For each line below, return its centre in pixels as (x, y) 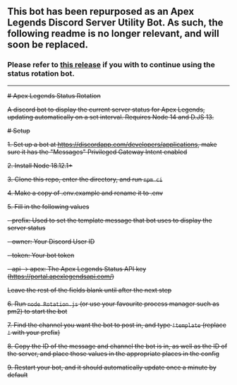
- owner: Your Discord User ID (51, 241)
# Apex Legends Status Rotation (54, 95)
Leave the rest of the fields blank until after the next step (90, 290)
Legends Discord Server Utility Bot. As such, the (115, 23)
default (18, 374)
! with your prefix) (34, 332)
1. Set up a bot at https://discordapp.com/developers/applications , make (112, 144)
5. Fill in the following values (48, 206)
